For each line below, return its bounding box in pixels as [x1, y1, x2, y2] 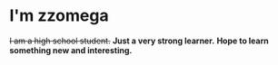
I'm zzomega [9, 5, 109, 26]
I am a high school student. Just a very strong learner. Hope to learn [9, 35, 270, 46]
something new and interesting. [9, 44, 133, 55]
